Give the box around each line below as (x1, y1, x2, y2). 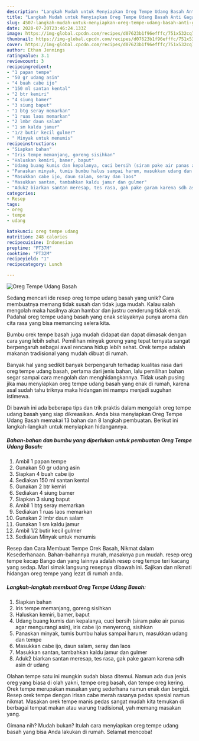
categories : (6, 190, 36, 196)
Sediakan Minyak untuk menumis (15, 533, 96, 540)
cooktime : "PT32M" (6, 250, 52, 256)
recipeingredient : (6, 63, 52, 70)
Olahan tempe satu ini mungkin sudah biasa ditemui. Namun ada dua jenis (6, 672, 187, 679)
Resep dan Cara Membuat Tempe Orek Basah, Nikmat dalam (6, 545, 154, 552)
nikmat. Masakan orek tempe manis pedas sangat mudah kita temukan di (6, 698, 184, 705)
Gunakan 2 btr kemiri (15, 483, 67, 490)
